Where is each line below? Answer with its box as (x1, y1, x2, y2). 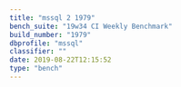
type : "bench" (9, 64, 64, 73)
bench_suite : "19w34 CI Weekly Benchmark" (9, 22, 173, 31)
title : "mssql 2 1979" (9, 13, 96, 23)
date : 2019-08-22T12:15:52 (9, 55, 112, 64)
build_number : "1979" (9, 30, 92, 39)
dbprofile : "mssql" (9, 38, 84, 48)
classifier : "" (9, 47, 67, 56)
